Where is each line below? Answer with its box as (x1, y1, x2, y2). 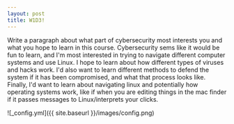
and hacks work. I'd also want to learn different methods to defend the (7, 65, 210, 74)
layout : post (7, 10, 45, 17)
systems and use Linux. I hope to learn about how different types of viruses (7, 58, 224, 66)
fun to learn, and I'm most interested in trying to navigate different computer (7, 50, 226, 59)
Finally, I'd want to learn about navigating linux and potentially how (7, 80, 198, 88)
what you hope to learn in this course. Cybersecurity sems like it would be (7, 43, 220, 52)
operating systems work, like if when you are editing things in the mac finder (7, 88, 227, 96)
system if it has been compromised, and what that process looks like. (7, 72, 206, 81)
